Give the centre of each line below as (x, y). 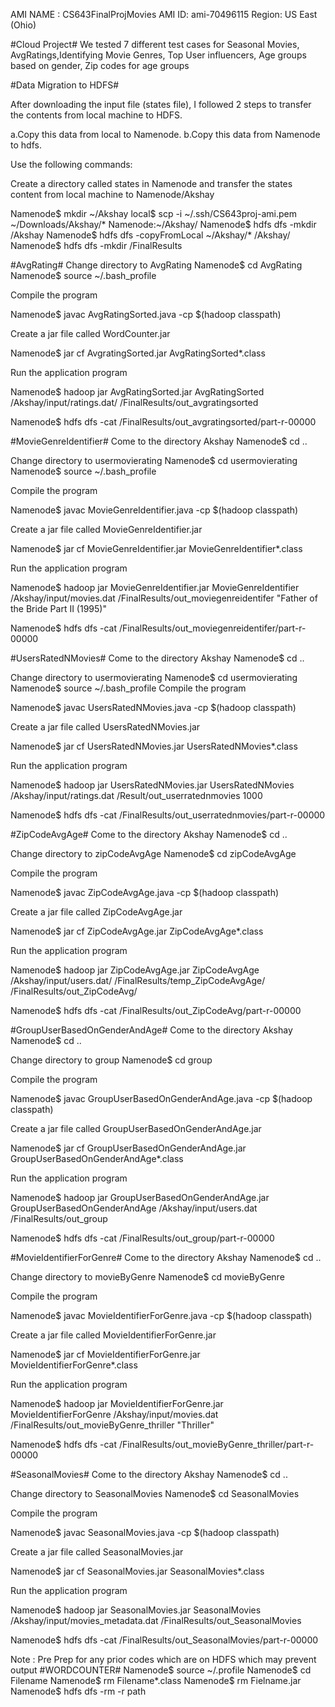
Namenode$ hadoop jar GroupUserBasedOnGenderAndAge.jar (140, 1197)
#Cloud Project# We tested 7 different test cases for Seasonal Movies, (155, 44)
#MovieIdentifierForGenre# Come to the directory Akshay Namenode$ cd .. (166, 1257)
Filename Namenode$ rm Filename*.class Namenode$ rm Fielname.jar (156, 1680)
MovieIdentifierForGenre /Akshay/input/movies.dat (114, 1414)
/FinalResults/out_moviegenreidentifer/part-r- (212, 628)
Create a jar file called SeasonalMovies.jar (97, 1552)
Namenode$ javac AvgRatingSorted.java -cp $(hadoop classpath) (146, 314)
